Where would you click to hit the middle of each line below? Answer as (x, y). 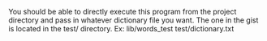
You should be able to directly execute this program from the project (123, 12)
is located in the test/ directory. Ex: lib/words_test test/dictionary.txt (121, 29)
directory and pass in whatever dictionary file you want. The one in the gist (133, 20)
